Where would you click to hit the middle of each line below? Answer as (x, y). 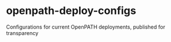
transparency (22, 33)
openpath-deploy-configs (71, 11)
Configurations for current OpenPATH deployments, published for (86, 27)
